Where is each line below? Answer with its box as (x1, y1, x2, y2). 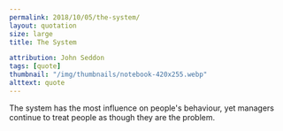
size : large (9, 29, 53, 38)
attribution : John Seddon (9, 54, 104, 63)
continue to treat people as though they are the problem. (9, 112, 216, 122)
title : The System (9, 37, 77, 47)
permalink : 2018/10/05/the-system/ (9, 12, 141, 22)
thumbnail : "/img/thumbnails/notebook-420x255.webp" (9, 70, 208, 80)
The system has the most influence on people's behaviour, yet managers (9, 103, 274, 113)
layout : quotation (9, 21, 77, 30)
